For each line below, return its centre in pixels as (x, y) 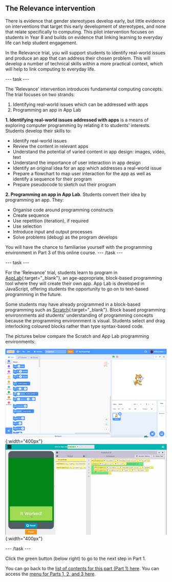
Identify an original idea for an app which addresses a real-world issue (87, 168)
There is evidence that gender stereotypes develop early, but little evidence (85, 21)
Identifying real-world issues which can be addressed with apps (80, 104)
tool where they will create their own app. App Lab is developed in (75, 283)
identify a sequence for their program (52, 179)
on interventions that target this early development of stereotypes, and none (86, 26)
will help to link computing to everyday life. (50, 69)
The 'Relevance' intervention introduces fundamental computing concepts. (84, 89)
